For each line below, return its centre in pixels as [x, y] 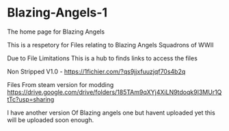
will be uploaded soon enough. [51, 120]
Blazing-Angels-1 [57, 13]
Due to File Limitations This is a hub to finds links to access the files [103, 58]
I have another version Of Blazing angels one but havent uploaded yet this [111, 112]
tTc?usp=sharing [31, 99]
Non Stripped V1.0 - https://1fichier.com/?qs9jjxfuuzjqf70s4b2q [96, 71]
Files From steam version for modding [60, 84]
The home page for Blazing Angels [56, 32]
